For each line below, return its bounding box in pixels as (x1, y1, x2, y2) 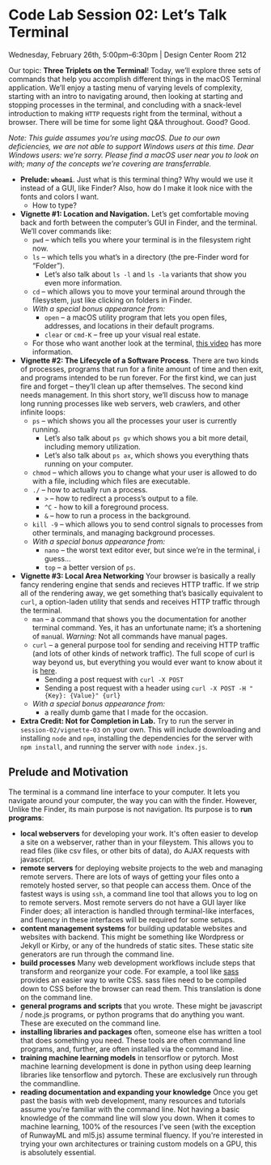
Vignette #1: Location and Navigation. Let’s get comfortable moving (19, 208, 249, 218)
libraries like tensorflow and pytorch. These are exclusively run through (19, 1069, 258, 1080)
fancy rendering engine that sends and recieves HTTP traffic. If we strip (19, 579, 260, 589)
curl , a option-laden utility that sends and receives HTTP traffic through (19, 596, 260, 606)
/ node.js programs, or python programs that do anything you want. (19, 1009, 245, 1019)
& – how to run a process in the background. (44, 510, 192, 520)
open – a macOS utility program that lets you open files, (44, 312, 227, 322)
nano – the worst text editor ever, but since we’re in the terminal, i (44, 545, 260, 555)
